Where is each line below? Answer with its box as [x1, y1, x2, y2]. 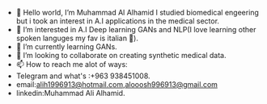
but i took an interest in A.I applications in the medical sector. [15, 16, 220, 26]
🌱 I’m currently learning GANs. [15, 42, 117, 52]
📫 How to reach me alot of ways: [15, 60, 128, 69]
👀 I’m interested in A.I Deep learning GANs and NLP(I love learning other [15, 25, 256, 34]
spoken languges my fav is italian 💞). [15, 33, 139, 43]
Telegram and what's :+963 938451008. [15, 71, 151, 81]
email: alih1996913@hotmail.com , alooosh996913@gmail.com [15, 80, 218, 89]
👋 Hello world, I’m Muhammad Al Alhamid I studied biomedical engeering [15, 8, 259, 17]
